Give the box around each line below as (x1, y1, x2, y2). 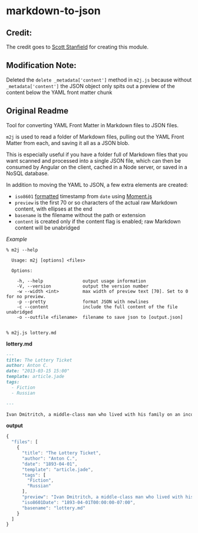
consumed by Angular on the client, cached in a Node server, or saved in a (6, 163, 187, 170)
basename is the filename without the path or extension (14, 211, 146, 218)
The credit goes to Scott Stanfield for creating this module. (6, 43, 149, 50)
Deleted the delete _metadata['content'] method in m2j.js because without (6, 76, 192, 83)
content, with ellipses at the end (14, 205, 93, 212)
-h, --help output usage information (16, 278, 146, 284)
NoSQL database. (6, 170, 49, 177)
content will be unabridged (14, 224, 80, 231)
